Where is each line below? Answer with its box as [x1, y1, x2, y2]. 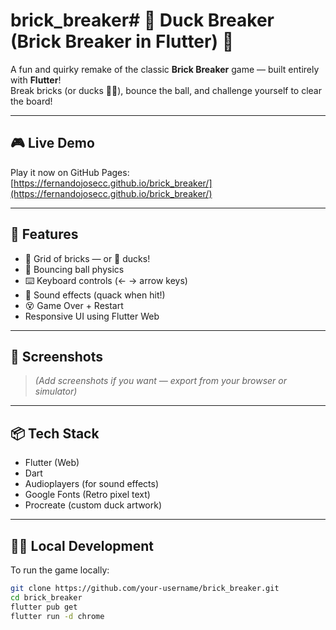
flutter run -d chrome [10, 611, 105, 621]
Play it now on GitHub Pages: [10, 166, 130, 178]
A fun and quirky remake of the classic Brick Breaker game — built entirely [10, 63, 320, 75]
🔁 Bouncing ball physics [24, 263, 125, 275]
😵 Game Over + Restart [24, 299, 124, 311]
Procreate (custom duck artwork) [24, 499, 163, 511]
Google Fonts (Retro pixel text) [24, 489, 151, 501]
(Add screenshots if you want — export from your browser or [34, 375, 287, 387]
